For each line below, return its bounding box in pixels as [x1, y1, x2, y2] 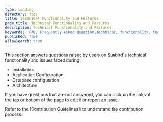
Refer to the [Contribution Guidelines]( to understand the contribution [5, 106, 144, 112]
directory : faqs [5, 12, 38, 17]
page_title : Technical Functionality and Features [5, 20, 110, 26]
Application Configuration [12, 71, 64, 78]
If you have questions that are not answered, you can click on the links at [5, 91, 151, 97]
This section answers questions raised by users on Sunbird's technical [5, 52, 147, 58]
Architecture [12, 82, 37, 88]
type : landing [5, 7, 34, 12]
